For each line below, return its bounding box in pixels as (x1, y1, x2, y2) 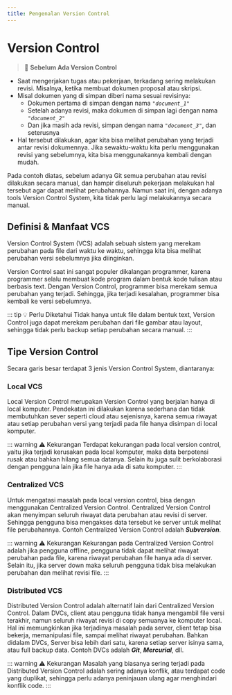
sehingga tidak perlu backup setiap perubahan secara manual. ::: (7, 326, 193, 334)
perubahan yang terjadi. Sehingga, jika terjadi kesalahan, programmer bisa (7, 290, 220, 298)
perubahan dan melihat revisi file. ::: (7, 568, 109, 577)
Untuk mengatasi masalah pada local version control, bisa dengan (7, 496, 195, 504)
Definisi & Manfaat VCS (7, 220, 110, 233)
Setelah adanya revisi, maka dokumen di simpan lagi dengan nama (27, 106, 218, 115)
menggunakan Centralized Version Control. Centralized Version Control (7, 503, 211, 512)
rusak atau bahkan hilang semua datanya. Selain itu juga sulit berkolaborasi (7, 455, 222, 464)
